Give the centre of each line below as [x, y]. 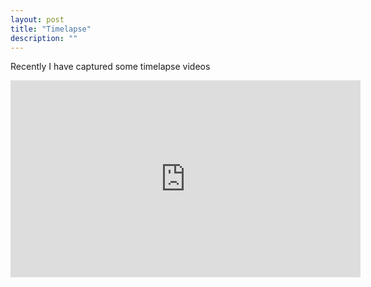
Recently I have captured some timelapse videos [110, 67]
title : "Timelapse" [51, 29]
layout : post [37, 19]
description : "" [44, 38]
